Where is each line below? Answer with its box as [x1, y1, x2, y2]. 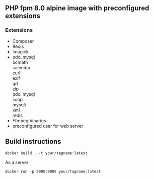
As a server [5, 159, 29, 165]
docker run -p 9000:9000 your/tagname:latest [5, 169, 101, 174]
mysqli [12, 102, 26, 108]
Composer [12, 38, 34, 44]
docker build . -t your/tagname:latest [5, 151, 88, 156]
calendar [12, 64, 31, 70]
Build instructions [5, 137, 61, 146]
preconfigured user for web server [12, 123, 83, 129]
